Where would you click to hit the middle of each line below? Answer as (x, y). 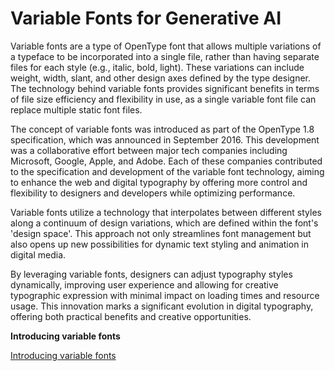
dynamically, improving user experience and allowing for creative (144, 284)
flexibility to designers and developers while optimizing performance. (153, 193)
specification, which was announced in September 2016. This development (165, 139)
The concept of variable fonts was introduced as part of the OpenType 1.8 (162, 129)
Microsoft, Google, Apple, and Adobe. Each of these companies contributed (166, 161)
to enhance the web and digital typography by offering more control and (159, 182)
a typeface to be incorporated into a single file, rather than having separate (165, 56)
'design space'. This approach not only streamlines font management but (161, 233)
